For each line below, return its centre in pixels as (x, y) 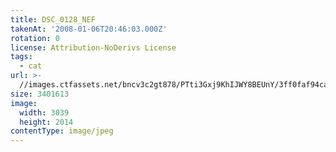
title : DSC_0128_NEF (53, 19)
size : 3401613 (40, 94)
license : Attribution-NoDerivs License (93, 47)
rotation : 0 (35, 38)
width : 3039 (44, 112)
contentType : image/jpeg (62, 131)
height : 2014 (46, 122)
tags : (21, 57)
